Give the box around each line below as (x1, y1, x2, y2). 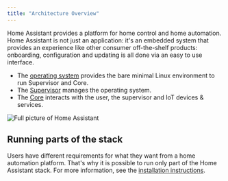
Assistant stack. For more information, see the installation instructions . (7, 166, 205, 175)
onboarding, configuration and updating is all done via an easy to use (7, 51, 203, 59)
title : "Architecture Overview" (7, 10, 99, 17)
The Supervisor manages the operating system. (16, 86, 152, 94)
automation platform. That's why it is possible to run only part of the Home (7, 159, 217, 167)
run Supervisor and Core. (16, 78, 89, 86)
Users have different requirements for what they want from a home (7, 152, 196, 160)
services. (16, 100, 43, 108)
